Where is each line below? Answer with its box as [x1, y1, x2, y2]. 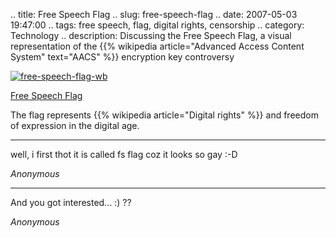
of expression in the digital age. [10, 120, 140, 131]
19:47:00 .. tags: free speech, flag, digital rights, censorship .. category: [10, 19, 305, 31]
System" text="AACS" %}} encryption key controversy [10, 51, 235, 63]
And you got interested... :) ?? [10, 197, 132, 208]
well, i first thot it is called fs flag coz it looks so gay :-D [10, 149, 238, 160]
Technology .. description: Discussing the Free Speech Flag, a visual [10, 30, 292, 41]
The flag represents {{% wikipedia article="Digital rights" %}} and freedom [10, 109, 319, 121]
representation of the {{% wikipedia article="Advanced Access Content [10, 40, 305, 52]
